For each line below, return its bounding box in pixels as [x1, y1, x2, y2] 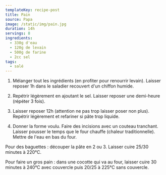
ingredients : [5, 36, 33, 41]
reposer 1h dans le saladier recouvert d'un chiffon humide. [12, 83, 134, 89]
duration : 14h [5, 26, 35, 31]
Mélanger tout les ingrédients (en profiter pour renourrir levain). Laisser [12, 78, 161, 84]
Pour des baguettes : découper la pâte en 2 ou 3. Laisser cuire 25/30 [5, 144, 149, 150]
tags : [5, 59, 17, 64]
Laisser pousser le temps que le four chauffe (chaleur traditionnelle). [12, 128, 155, 135]
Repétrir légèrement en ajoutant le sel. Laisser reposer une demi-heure [12, 93, 160, 99]
